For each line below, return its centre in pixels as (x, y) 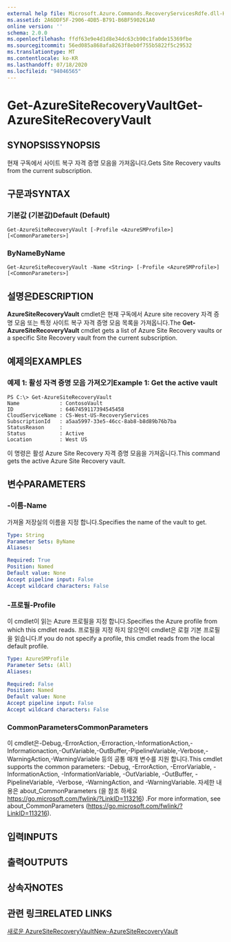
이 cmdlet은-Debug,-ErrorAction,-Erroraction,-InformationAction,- (100, 743)
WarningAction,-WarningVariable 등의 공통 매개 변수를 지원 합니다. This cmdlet (115, 759)
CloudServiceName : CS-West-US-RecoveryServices (78, 415)
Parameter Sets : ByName (41, 542)
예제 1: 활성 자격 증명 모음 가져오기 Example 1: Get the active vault (112, 382)
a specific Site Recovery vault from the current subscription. (92, 338)
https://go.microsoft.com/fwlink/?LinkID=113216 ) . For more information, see (114, 799)
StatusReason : (35, 427)
